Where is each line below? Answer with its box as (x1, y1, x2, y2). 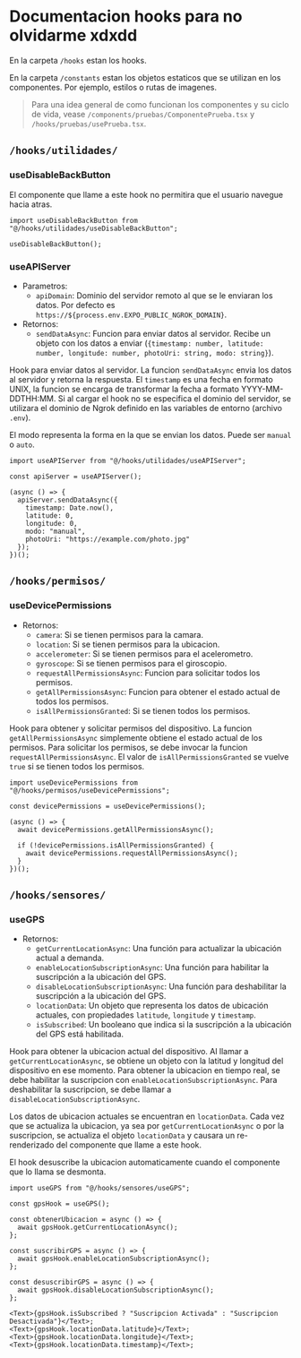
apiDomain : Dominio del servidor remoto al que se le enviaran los (35, 289, 273, 301)
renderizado (9, 1139, 55, 1150)
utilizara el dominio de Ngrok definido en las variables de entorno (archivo (9, 402, 282, 413)
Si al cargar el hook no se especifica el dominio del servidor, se (57, 392, 291, 404)
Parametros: (21, 280, 68, 291)
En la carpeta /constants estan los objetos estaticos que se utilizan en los (9, 72, 281, 82)
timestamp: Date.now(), (25, 503, 115, 512)
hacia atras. (9, 199, 53, 210)
